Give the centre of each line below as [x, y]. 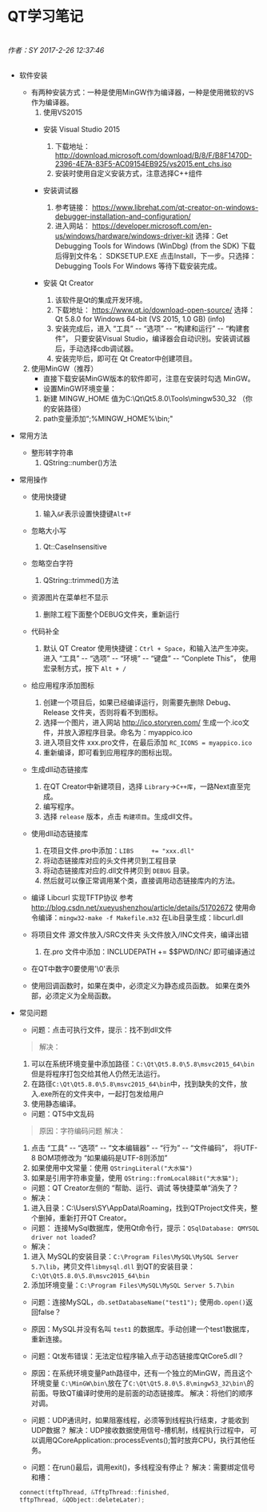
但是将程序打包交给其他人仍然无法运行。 [98, 1073]
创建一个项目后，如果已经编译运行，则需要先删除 [124, 702]
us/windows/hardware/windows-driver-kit [124, 235]
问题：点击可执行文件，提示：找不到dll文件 [102, 1029]
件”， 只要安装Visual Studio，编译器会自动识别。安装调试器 [153, 338]
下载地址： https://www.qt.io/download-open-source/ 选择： [155, 310]
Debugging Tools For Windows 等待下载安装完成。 [138, 266]
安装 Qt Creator [68, 283]
